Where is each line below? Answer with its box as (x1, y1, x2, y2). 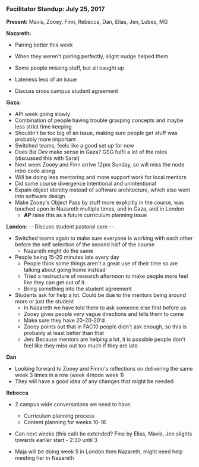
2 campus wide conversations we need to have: (14, 401, 132, 408)
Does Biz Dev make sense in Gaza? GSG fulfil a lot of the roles (14, 148, 168, 156)
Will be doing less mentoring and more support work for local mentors (14, 174, 187, 181)
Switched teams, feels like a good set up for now (14, 142, 135, 149)
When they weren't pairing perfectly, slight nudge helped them (14, 53, 169, 60)
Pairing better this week (14, 41, 73, 49)
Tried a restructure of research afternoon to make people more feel (23, 272, 188, 280)
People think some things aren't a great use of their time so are (23, 260, 178, 267)
